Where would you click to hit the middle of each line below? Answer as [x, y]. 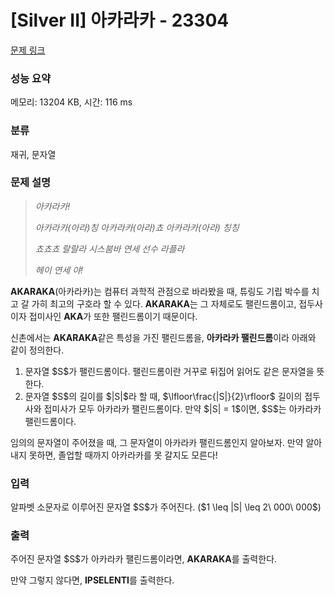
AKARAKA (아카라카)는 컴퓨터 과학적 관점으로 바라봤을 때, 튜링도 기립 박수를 [160, 291]
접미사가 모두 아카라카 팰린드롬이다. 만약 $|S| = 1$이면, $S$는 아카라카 [182, 408]
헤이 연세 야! [59, 270]
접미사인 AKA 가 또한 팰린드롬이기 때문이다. [113, 316]
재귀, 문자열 [33, 154]
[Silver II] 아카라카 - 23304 [120, 20]
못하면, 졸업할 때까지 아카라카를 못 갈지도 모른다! [123, 455]
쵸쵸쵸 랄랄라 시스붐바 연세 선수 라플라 [109, 248]
